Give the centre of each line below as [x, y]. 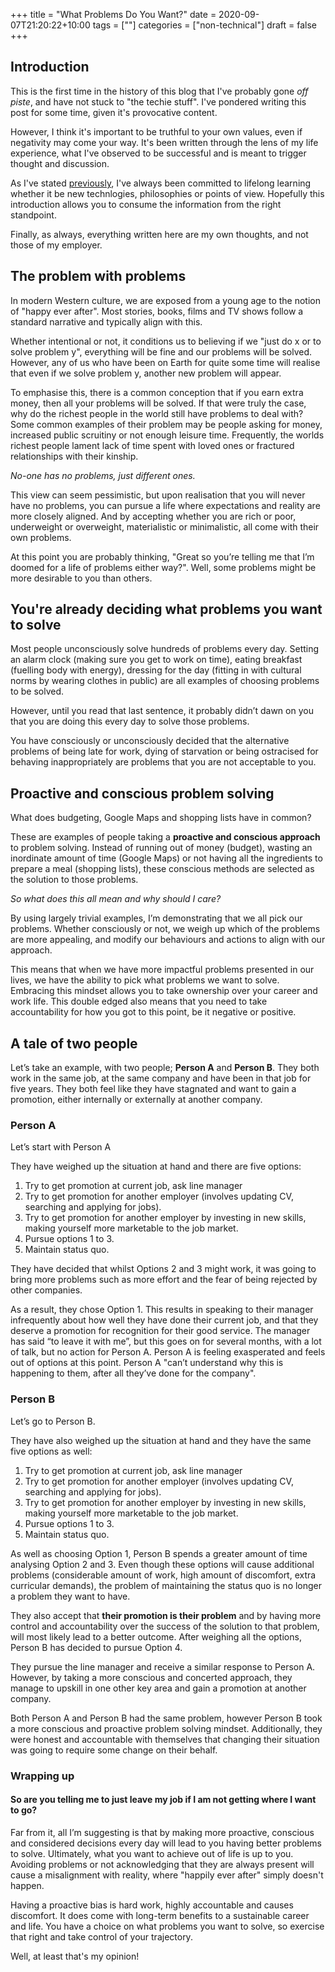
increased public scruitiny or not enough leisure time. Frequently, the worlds [167, 435]
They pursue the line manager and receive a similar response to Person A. [163, 1666]
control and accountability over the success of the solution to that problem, [165, 1626]
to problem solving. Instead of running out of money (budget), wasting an [161, 848]
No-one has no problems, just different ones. [103, 475]
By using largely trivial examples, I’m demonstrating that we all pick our [156, 918]
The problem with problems [98, 276]
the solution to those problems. [74, 880]
